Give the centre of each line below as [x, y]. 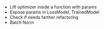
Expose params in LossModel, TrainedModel [54, 12]
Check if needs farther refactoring [44, 17]
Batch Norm [22, 22]
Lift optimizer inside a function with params [53, 7]
